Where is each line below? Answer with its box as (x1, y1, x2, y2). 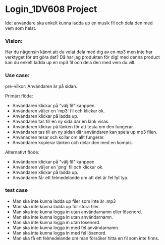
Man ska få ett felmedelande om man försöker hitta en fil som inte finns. (12, 235, 160, 241)
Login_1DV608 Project (5, 3, 98, 15)
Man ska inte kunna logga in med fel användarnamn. (12, 225, 119, 231)
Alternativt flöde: (5, 149, 40, 155)
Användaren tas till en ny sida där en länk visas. (12, 118, 110, 124)
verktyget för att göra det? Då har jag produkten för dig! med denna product (5, 54, 160, 60)
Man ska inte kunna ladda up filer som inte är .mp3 (12, 198, 116, 204)
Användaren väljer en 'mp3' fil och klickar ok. (12, 108, 105, 114)
